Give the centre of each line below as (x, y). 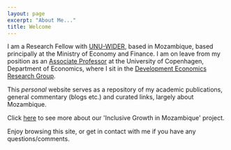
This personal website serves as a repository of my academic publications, (115, 90)
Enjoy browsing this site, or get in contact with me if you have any (102, 132)
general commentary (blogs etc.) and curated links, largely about (100, 97)
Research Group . (31, 76)
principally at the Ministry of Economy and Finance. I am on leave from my (114, 54)
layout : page (26, 14)
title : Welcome (29, 27)
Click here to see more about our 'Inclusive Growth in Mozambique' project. (116, 118)
